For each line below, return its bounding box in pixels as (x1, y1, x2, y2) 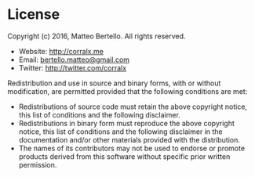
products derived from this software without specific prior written (18, 151, 231, 161)
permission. (18, 160, 57, 169)
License (7, 5, 60, 23)
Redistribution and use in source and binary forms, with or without (7, 78, 221, 88)
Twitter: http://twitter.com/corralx (18, 63, 127, 72)
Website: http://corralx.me (18, 46, 104, 56)
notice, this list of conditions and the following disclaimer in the (18, 127, 223, 136)
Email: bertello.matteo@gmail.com (18, 55, 130, 64)
